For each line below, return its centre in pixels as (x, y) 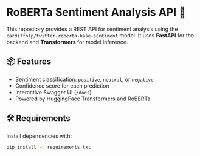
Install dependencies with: (39, 136)
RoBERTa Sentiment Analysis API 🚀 (96, 12)
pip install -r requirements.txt (49, 147)
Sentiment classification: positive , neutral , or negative (84, 79)
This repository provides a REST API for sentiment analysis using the (92, 29)
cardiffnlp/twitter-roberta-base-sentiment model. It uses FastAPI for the (100, 35)
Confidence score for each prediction (62, 86)
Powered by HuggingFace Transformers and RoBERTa (83, 99)
